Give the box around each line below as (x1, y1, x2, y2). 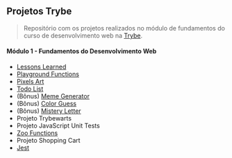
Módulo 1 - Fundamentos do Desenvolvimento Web (6, 47, 157, 55)
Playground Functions (16, 70, 79, 78)
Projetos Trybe (6, 6, 72, 17)
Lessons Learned (16, 62, 67, 71)
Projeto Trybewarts (16, 114, 72, 123)
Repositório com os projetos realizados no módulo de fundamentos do (23, 24, 225, 32)
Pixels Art (16, 78, 44, 86)
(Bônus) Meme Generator (16, 92, 90, 100)
